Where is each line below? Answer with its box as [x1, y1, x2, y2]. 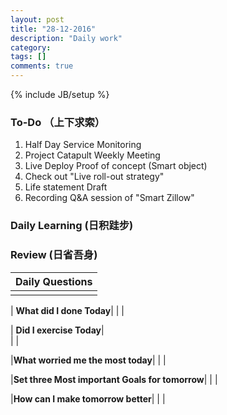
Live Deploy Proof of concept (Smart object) [24, 160, 208, 172]
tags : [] [10, 52, 47, 62]
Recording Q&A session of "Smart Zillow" [24, 192, 195, 204]
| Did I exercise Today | [10, 324, 105, 336]
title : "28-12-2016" [10, 24, 97, 34]
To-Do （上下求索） [10, 115, 106, 129]
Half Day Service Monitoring [24, 139, 142, 151]
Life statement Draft [24, 181, 108, 193]
